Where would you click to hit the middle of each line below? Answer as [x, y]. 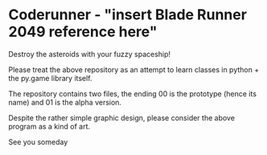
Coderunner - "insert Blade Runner [128, 15]
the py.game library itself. [50, 78]
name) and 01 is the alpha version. [65, 102]
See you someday [38, 141]
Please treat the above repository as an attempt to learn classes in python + [134, 69]
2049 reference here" [83, 32]
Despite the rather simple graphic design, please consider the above [122, 117]
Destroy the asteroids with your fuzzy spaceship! [90, 54]
